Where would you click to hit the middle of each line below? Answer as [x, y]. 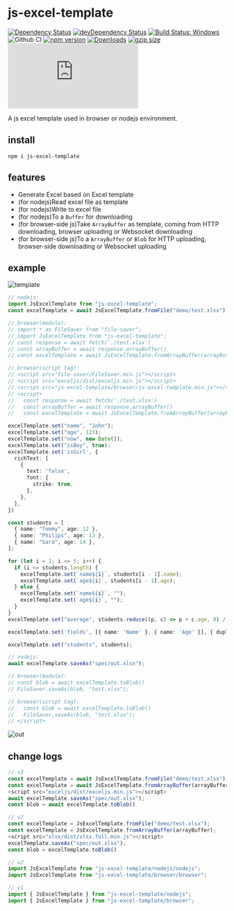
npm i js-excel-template [44, 156]
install [22, 140]
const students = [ [36, 523]
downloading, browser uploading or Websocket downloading [105, 231]
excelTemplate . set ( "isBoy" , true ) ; [59, 445]
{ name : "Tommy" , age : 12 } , [56, 529]
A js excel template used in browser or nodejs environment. [93, 118]
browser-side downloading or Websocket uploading [92, 246]
